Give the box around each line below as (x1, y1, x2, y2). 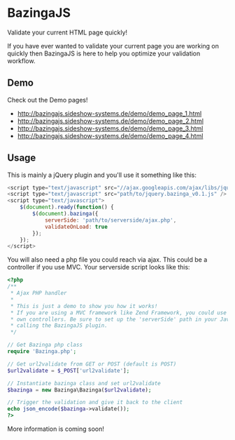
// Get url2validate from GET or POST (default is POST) (7, 360, 177, 368)
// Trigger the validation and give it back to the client (7, 399, 183, 406)
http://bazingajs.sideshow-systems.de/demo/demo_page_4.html (17, 131, 204, 140)
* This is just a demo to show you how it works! (10, 302, 158, 309)
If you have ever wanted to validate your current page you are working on (7, 41, 219, 50)
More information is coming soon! (7, 425, 105, 433)
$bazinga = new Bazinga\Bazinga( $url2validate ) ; (7, 386, 152, 394)
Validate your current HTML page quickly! (7, 28, 128, 36)
